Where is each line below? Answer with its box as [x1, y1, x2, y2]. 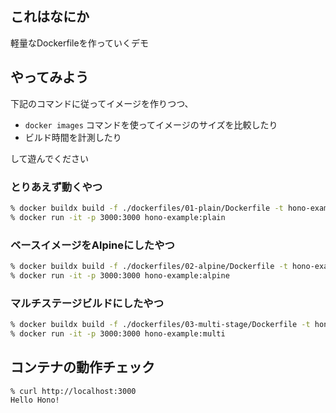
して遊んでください [10, 152, 89, 164]
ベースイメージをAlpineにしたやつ [10, 238, 175, 252]
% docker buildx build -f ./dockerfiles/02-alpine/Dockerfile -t [10, 261, 288, 271]
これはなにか [10, 8, 90, 26]
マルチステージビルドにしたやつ [10, 296, 165, 310]
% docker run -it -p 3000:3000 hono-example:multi [10, 328, 226, 339]
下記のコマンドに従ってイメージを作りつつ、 [10, 97, 194, 109]
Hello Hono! [10, 395, 60, 406]
